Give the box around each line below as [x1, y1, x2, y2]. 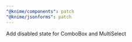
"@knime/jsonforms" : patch [6, 14, 72, 20]
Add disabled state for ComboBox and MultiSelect [6, 30, 127, 37]
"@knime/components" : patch [6, 8, 75, 15]
